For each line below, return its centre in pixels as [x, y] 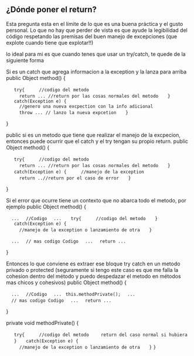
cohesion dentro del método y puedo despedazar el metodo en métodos [93, 276]
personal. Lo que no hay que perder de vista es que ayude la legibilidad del [97, 30]
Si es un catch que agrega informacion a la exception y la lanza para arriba [96, 71]
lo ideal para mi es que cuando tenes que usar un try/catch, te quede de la [96, 54]
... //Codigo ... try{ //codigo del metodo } [85, 218]
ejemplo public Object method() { [46, 207]
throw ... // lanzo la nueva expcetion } [74, 112]
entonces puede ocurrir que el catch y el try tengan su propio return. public [97, 141]
